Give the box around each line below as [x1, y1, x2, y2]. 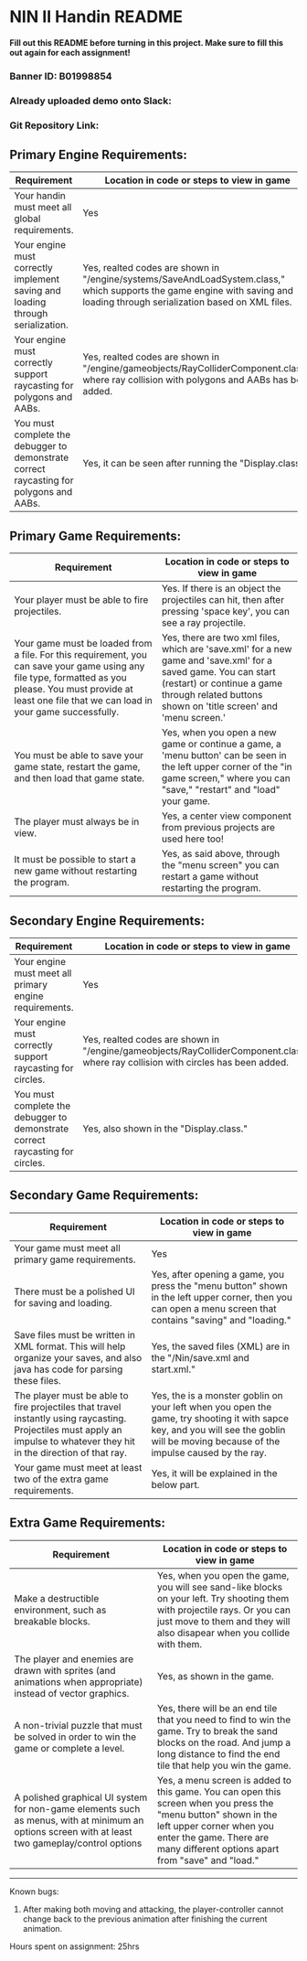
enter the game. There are [156, 1831, 270, 1844]
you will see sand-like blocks [156, 1581, 283, 1593]
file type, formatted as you [14, 671, 128, 684]
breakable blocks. [14, 1614, 91, 1627]
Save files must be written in [14, 1328, 135, 1341]
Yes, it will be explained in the [151, 1466, 278, 1479]
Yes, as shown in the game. [156, 1669, 274, 1682]
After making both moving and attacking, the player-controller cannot [22, 1903, 284, 1914]
